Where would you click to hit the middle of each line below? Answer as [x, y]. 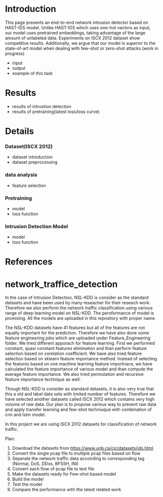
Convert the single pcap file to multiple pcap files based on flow [76, 453]
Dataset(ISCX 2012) [29, 146]
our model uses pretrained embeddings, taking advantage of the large [75, 33]
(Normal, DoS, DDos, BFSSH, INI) [45, 464]
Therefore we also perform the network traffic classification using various [79, 308]
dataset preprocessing [35, 162]
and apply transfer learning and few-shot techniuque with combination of [79, 409]
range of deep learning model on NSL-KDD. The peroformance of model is [80, 313]
